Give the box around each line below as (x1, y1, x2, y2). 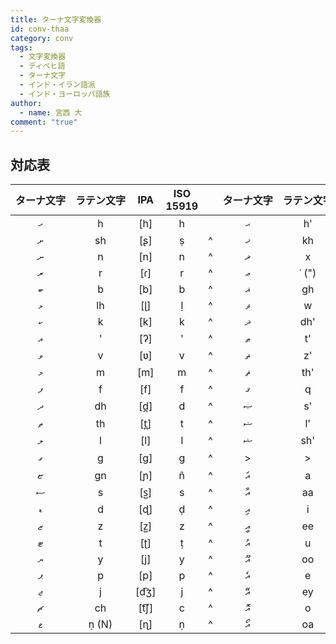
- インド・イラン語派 (19, 80, 96, 90)
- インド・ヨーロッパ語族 (19, 89, 111, 99)
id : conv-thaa (10, 24, 70, 34)
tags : (10, 42, 33, 53)
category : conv (10, 33, 74, 43)
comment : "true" (10, 117, 78, 127)
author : (10, 98, 43, 108)
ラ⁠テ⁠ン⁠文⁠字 (75, 194, 127, 208)
